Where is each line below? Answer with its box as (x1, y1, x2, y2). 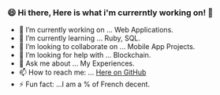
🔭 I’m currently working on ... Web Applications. (18, 25, 174, 35)
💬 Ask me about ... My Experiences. (18, 59, 135, 68)
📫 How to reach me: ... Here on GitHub (18, 67, 147, 78)
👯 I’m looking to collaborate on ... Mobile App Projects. (18, 42, 196, 51)
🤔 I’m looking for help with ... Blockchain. (18, 51, 151, 60)
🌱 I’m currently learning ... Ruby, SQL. (18, 33, 141, 43)
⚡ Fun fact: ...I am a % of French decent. (18, 79, 151, 89)
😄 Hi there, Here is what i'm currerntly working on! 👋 (7, 7, 214, 18)
